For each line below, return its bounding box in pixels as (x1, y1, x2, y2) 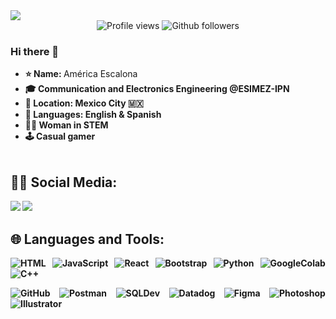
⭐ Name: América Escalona (24, 68, 138, 80)
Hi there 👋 (10, 44, 60, 58)
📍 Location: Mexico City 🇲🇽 (24, 97, 144, 109)
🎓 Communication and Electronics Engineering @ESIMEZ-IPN (24, 83, 290, 95)
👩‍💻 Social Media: (10, 174, 118, 191)
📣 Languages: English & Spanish (24, 109, 162, 121)
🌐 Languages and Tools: (10, 230, 165, 248)
